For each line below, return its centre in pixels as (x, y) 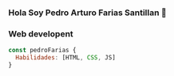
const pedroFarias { (43, 51)
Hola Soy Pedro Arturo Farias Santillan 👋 (87, 13)
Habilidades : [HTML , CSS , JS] (65, 58)
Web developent (41, 33)
